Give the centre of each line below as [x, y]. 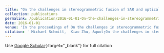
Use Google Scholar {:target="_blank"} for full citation [59, 46]
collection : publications [31, 14]
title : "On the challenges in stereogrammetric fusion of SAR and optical [83, 9]
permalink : [16, 18]
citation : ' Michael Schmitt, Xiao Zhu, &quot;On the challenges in [77, 32]
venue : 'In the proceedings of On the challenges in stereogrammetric [78, 27]
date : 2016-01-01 [23, 23]
